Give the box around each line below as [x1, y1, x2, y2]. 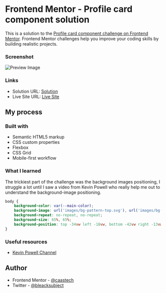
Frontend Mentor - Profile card [5, 3, 132, 15]
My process [5, 108, 42, 116]
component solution [5, 14, 90, 25]
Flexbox [12, 145, 29, 151]
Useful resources [5, 238, 48, 245]
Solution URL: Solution [12, 88, 58, 94]
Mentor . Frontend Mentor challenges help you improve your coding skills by [5, 36, 159, 42]
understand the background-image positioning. [5, 189, 101, 195]
